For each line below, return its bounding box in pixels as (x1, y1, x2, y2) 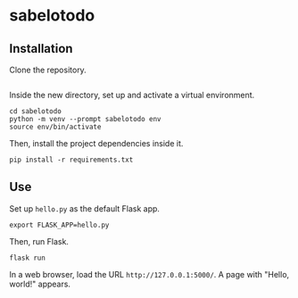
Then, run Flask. (9, 236, 70, 246)
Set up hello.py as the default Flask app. (9, 203, 161, 214)
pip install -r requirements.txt (9, 155, 134, 164)
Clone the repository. (9, 64, 87, 75)
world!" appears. (9, 278, 71, 289)
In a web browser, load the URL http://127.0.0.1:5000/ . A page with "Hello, (9, 269, 290, 279)
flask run (9, 253, 46, 262)
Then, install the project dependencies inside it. (9, 138, 184, 148)
